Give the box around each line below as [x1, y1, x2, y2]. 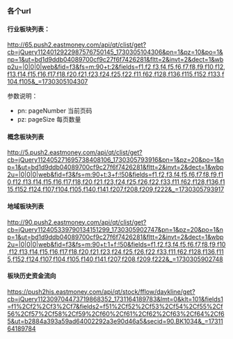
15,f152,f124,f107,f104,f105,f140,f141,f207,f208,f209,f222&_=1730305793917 [7, 185, 225, 194]
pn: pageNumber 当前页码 [17, 106, 93, 115]
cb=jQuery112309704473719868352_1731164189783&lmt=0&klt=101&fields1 [7, 295, 224, 303]
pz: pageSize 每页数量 [17, 115, 81, 124]
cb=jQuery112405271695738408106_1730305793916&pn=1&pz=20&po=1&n [7, 156, 225, 164]
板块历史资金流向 [7, 272, 56, 280]
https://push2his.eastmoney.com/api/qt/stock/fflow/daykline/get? [7, 287, 196, 296]
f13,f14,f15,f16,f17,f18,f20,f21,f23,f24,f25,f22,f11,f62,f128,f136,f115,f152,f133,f [7, 70, 225, 78]
